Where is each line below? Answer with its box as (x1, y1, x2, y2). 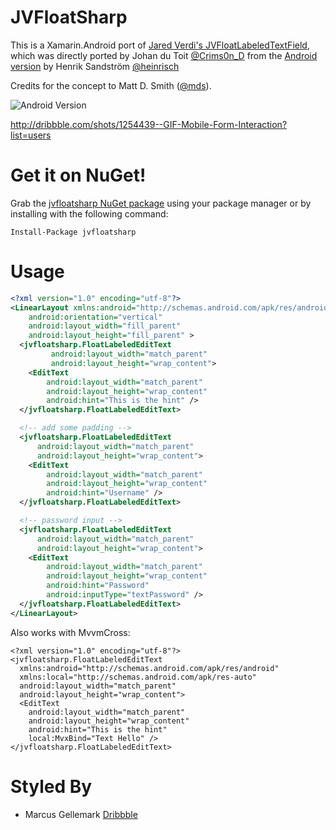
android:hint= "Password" (46, 581, 150, 591)
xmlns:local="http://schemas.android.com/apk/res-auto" (19, 672, 257, 682)
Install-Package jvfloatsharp (10, 227, 137, 237)
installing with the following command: (10, 207, 169, 220)
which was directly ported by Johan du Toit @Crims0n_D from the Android (10, 49, 318, 61)
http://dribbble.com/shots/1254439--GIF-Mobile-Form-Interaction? (10, 118, 288, 130)
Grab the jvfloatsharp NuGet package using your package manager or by (10, 197, 312, 209)
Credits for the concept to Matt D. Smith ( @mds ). (10, 79, 212, 91)
